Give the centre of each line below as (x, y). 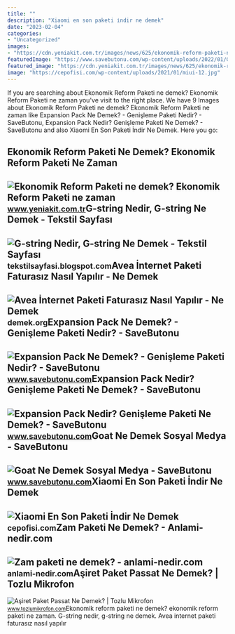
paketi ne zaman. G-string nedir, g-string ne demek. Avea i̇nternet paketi (112, 616)
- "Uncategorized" (34, 40)
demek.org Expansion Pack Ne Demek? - (93, 323)
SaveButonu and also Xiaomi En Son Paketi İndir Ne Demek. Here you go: (113, 130)
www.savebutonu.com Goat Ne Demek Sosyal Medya (117, 436)
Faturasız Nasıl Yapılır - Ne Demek (83, 276)
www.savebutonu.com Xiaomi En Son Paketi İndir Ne (115, 482)
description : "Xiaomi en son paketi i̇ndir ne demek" (86, 20)
